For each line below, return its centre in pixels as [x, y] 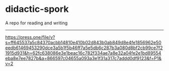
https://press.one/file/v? [30, 37]
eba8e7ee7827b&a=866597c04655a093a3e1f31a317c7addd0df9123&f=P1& [83, 58]
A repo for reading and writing [36, 23]
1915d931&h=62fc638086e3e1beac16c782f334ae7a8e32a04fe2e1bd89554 [83, 53]
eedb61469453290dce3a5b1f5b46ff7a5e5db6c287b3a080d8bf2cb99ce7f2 [84, 48]
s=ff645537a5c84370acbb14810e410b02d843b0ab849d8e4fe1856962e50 [83, 42]
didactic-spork [37, 9]
